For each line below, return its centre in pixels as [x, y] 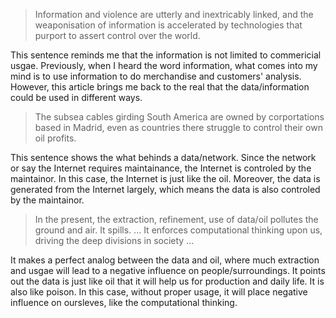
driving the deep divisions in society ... [114, 240]
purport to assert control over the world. [117, 35]
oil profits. [55, 138]
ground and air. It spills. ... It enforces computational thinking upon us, [178, 230]
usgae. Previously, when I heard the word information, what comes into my [164, 65]
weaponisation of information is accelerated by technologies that [168, 25]
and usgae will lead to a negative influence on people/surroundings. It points [168, 270]
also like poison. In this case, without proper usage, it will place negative [159, 292]
